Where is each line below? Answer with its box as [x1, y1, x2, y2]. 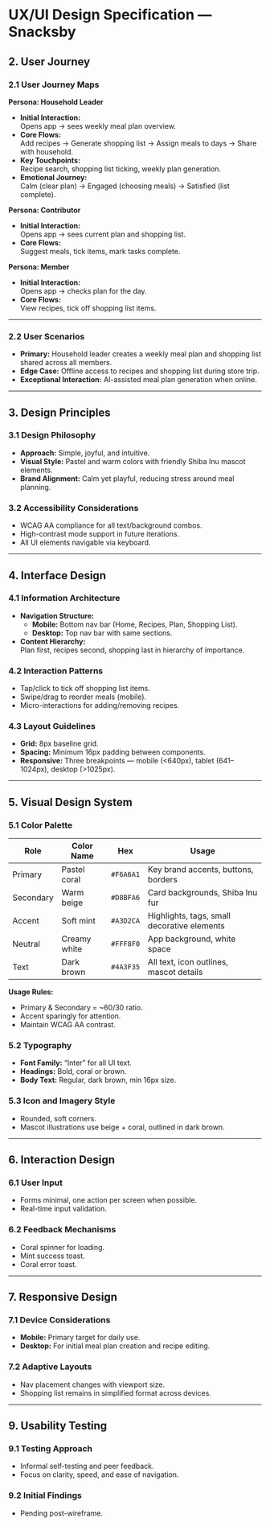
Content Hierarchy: [19, 636, 86, 646]
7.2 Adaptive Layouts [8, 1361, 92, 1372]
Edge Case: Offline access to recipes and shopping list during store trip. [19, 366, 260, 376]
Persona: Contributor [8, 205, 81, 215]
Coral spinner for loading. [19, 1242, 105, 1252]
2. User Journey [8, 55, 91, 68]
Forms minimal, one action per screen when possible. [19, 1195, 198, 1205]
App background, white [147, 933, 236, 944]
